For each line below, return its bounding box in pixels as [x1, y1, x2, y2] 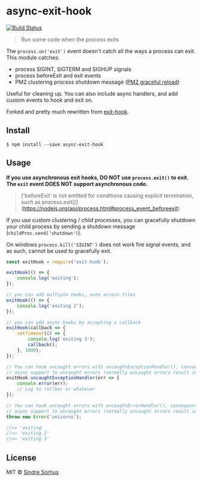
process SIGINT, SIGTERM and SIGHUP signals [14, 65, 132, 73]
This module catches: [6, 54, 60, 61]
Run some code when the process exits [20, 36, 119, 43]
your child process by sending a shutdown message [6, 223, 135, 230]
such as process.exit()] [20, 198, 78, 205]
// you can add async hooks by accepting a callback [6, 319, 141, 326]
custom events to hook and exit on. [6, 96, 93, 104]
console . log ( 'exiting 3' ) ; [28, 336, 96, 343]
